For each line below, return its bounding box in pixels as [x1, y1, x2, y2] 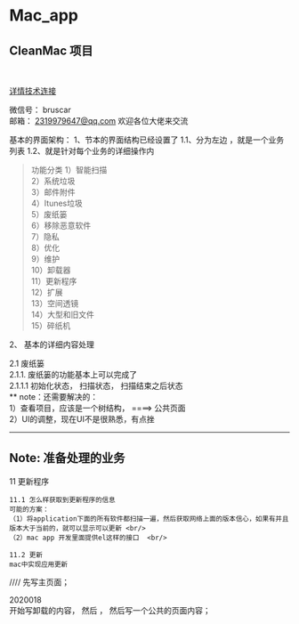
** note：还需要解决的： [9, 392, 99, 401]
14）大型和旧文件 [30, 309, 95, 320]
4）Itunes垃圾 [30, 198, 83, 208]
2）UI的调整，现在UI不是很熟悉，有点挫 [9, 414, 155, 424]
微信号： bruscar [9, 104, 71, 115]
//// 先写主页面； [9, 576, 70, 588]
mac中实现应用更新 [9, 560, 69, 569]
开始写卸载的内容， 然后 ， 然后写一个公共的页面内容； [9, 604, 211, 615]
